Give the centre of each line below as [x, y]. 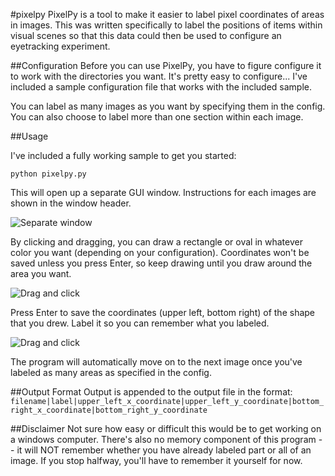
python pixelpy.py [48, 174]
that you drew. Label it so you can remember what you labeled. [140, 323]
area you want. [41, 273]
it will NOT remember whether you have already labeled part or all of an [164, 450]
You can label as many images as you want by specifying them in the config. [168, 106]
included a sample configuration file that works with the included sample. [161, 87]
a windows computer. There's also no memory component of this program [163, 439]
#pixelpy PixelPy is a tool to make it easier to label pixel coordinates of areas [167, 14]
